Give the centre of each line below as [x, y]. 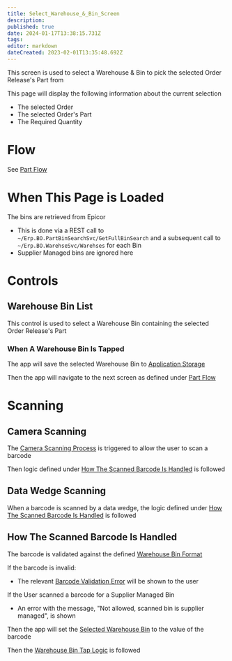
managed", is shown [46, 616]
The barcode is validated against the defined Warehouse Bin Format [105, 554]
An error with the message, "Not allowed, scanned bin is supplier [110, 608]
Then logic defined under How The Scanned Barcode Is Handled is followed [116, 469]
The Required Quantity [49, 121]
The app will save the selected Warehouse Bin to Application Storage [106, 364]
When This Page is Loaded [86, 198]
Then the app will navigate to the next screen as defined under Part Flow [111, 378]
